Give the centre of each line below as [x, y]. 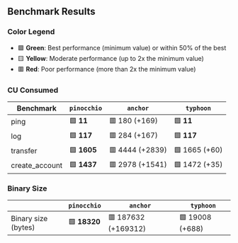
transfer [24, 151]
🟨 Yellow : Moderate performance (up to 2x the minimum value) [110, 58]
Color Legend [31, 32]
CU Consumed [33, 90]
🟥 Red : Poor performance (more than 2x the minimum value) [107, 69]
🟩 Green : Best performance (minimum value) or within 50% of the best [122, 47]
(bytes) [23, 227]
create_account [37, 166]
